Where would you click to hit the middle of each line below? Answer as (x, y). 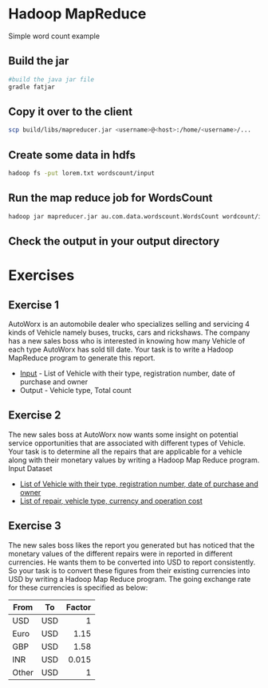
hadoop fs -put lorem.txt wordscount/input (82, 173)
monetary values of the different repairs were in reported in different (120, 553)
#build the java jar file (51, 79)
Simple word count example (54, 36)
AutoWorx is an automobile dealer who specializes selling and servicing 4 (129, 324)
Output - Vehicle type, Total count (75, 390)
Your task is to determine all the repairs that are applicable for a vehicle (125, 451)
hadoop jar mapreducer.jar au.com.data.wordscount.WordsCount (114, 216)
